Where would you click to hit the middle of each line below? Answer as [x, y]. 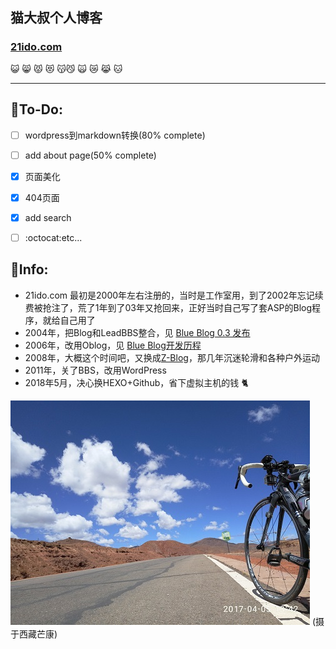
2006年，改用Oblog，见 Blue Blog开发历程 [113, 345]
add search [48, 217]
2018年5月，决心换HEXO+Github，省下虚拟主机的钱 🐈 [136, 382]
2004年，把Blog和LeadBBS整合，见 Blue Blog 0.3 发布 [137, 332]
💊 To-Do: [36, 109]
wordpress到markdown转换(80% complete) [115, 135]
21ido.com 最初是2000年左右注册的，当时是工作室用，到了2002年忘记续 [174, 295]
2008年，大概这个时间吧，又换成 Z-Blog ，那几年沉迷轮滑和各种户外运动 [172, 357]
